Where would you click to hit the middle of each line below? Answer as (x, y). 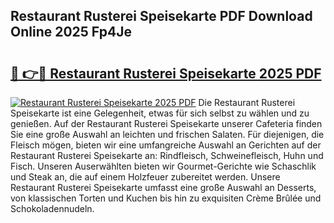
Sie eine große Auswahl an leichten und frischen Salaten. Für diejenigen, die (167, 134)
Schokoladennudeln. (52, 208)
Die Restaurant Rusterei (247, 102)
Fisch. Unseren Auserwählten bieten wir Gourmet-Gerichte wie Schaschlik (163, 166)
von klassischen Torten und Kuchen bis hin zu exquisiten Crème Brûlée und (166, 198)
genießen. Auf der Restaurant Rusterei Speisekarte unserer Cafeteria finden (166, 123)
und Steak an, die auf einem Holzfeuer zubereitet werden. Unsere (145, 177)
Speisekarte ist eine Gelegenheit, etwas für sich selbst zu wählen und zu (160, 113)
